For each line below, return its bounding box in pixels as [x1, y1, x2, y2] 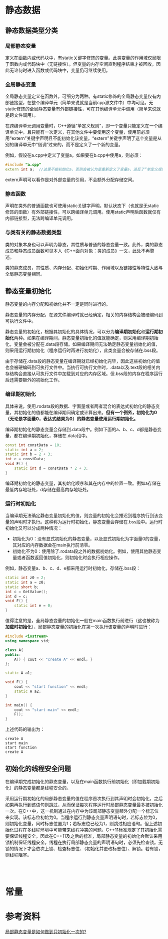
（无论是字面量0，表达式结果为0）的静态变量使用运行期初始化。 [5, 416, 138, 422]
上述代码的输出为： [5, 726, 45, 732]
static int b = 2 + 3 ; [5, 452, 52, 457]
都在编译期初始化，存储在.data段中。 [13, 432, 90, 439]
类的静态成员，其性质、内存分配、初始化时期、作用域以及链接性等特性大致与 [5, 264, 163, 271]
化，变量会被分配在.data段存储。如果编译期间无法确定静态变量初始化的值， [5, 341, 160, 347]
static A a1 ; [5, 670, 32, 676]
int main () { [5, 702, 32, 707]
